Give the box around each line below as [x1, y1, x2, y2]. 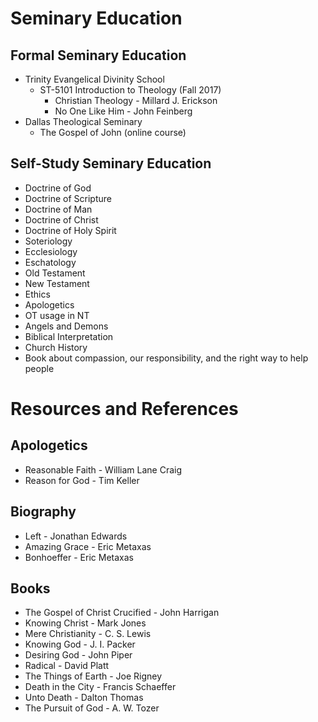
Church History [24, 341, 88, 353]
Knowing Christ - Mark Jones [24, 617, 147, 629]
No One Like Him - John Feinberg [54, 105, 193, 117]
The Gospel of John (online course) [39, 127, 187, 138]
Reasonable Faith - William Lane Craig [24, 463, 182, 476]
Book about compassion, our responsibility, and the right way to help [24, 352, 309, 364]
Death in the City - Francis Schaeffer [24, 681, 177, 693]
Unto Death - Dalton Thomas [24, 692, 144, 704]
